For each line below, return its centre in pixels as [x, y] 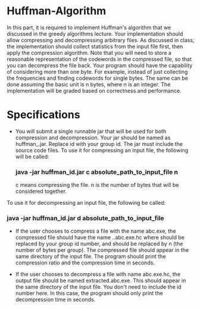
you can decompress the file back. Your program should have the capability [100, 65]
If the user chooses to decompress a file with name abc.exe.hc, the [98, 274]
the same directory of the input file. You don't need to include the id [99, 287]
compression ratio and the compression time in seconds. [85, 263]
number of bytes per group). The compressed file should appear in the [102, 250]
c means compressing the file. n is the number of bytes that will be [97, 185]
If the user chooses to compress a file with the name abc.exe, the [96, 231]
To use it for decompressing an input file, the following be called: [86, 203]
